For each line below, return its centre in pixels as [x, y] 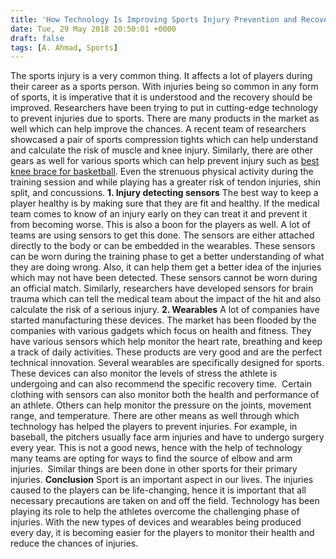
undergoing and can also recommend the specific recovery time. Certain [161, 384]
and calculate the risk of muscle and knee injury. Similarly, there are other [161, 150]
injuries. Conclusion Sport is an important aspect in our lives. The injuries [162, 480]
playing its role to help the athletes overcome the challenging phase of [155, 512]
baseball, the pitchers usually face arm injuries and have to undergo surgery [167, 437]
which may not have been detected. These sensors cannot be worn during [164, 278]
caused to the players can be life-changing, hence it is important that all [158, 490]
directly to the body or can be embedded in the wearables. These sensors [163, 246]
